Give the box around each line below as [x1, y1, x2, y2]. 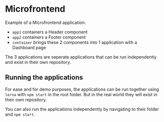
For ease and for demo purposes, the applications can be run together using [5, 86, 159, 92]
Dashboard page [12, 44, 47, 50]
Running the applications [5, 73, 83, 81]
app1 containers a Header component [12, 29, 88, 35]
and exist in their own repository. [5, 59, 71, 65]
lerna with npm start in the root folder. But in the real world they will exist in [5, 91, 158, 97]
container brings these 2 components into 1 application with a [12, 39, 137, 45]
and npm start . [5, 111, 35, 117]
